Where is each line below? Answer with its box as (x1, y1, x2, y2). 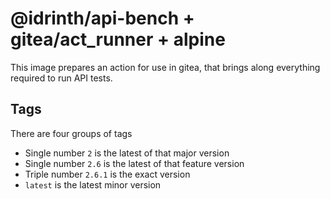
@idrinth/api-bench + (10, 7, 195, 30)
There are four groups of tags (10, 127, 133, 139)
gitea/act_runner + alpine (10, 28, 226, 51)
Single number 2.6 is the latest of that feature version (24, 157, 245, 169)
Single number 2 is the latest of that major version (24, 147, 230, 159)
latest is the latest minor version (24, 178, 162, 191)
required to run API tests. (10, 72, 113, 84)
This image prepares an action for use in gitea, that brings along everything (10, 61, 321, 73)
